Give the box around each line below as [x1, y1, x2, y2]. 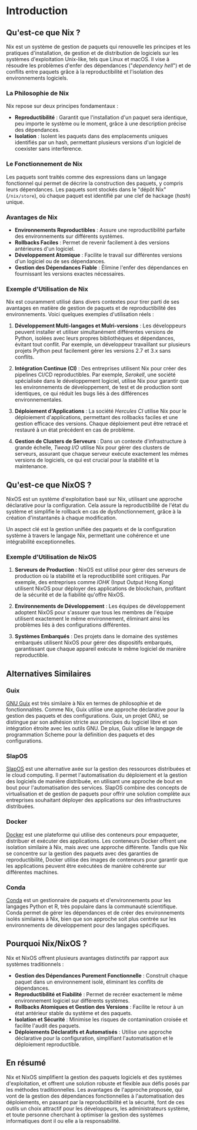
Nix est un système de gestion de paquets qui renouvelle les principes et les [6, 43, 191, 50]
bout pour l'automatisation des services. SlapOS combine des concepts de [6, 784, 187, 791]
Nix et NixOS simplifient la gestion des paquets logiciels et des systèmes [6, 1073, 182, 1081]
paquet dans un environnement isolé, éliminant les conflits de [14, 978, 163, 985]
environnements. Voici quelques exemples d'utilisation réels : [6, 311, 154, 318]
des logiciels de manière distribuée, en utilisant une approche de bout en [6, 778, 183, 785]
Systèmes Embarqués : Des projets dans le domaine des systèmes [14, 633, 178, 640]
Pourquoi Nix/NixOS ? [6, 939, 87, 949]
